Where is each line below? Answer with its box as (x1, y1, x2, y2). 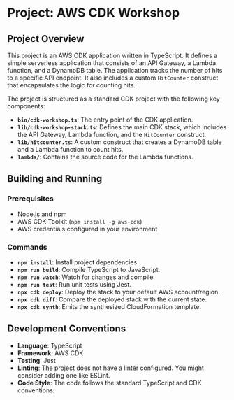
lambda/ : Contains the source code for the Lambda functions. (17, 152, 193, 161)
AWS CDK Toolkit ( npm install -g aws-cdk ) (17, 217, 142, 225)
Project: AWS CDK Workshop (7, 5, 180, 21)
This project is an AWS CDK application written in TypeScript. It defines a (7, 51, 218, 59)
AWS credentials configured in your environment (17, 224, 158, 233)
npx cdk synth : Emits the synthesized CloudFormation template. (17, 302, 201, 310)
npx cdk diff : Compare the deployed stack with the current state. (17, 295, 207, 303)
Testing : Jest (17, 356, 56, 364)
